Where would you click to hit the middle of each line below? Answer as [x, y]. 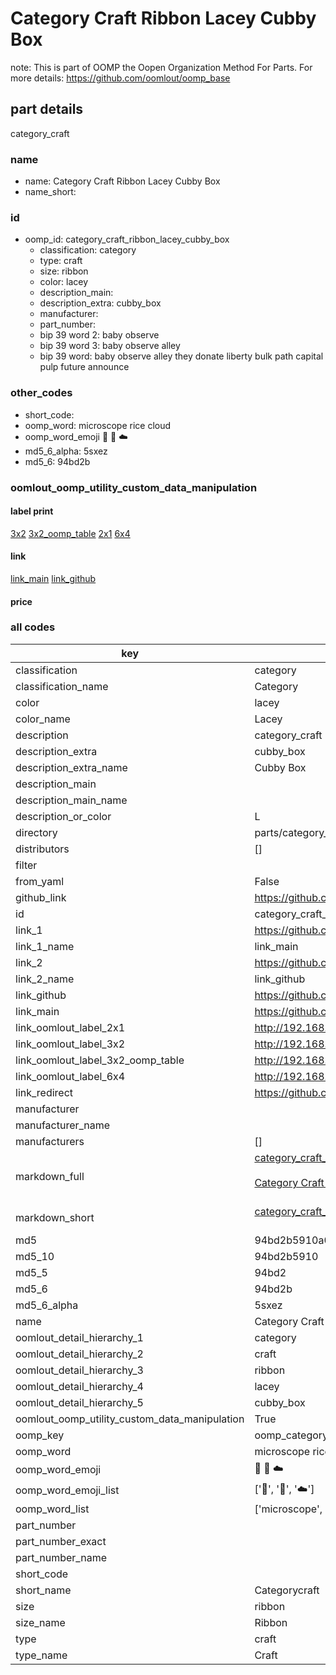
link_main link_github [53, 578]
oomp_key [40, 1435]
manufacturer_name [63, 1125]
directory [36, 832]
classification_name [62, 686]
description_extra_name [71, 767]
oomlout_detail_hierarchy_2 [79, 1354]
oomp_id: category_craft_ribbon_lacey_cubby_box [127, 239]
